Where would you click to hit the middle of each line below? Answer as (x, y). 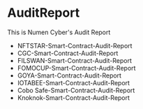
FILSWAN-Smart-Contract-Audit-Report (75, 60)
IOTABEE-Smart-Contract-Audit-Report (74, 82)
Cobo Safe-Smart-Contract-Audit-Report (76, 90)
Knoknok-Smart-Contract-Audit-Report (74, 97)
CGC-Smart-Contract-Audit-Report (68, 53)
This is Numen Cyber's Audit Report (59, 32)
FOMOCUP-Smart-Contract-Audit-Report (76, 68)
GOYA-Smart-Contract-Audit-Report (69, 75)
